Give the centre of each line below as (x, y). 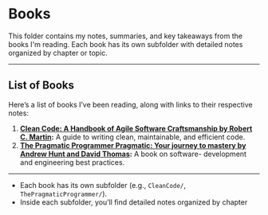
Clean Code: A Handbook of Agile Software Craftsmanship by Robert (136, 128)
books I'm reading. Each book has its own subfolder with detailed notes (126, 44)
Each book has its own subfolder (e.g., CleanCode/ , (102, 185)
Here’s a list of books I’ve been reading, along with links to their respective (130, 104)
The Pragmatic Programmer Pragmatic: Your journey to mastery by (133, 145)
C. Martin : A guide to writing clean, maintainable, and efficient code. (132, 137)
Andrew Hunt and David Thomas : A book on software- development (133, 154)
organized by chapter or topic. (58, 53)
